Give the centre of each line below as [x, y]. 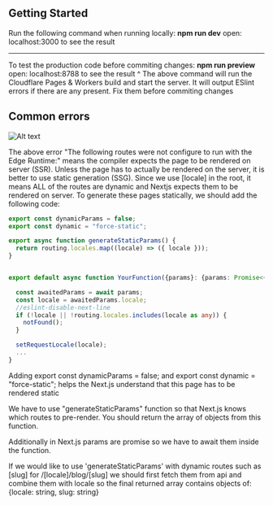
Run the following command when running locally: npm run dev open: [125, 33]
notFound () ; [43, 323]
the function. [30, 450]
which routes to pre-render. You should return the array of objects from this [135, 417]
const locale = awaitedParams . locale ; [82, 300]
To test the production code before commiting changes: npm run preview [132, 65]
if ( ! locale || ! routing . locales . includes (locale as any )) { [121, 315]
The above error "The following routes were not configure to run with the [130, 152]
